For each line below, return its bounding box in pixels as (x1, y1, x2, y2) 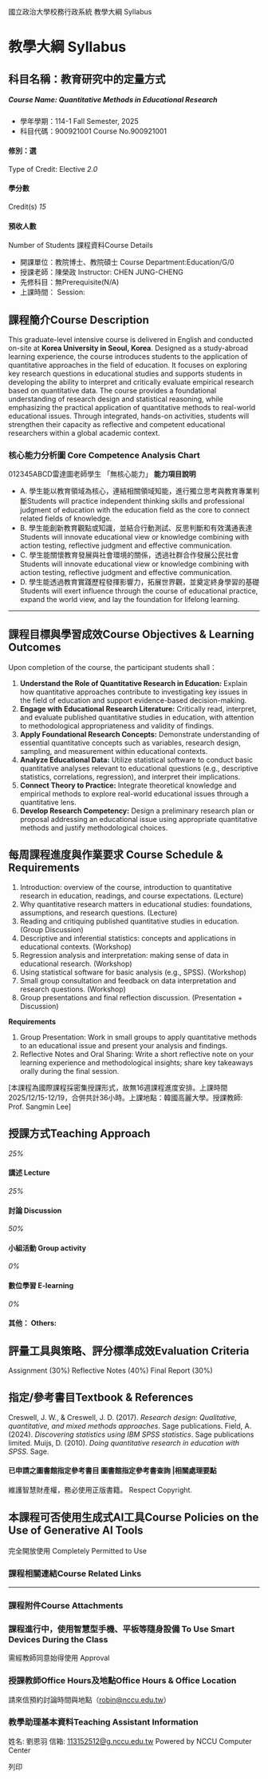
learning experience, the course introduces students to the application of (8, 351, 249, 361)
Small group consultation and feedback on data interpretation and (19, 975, 237, 985)
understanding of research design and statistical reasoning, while (8, 394, 223, 404)
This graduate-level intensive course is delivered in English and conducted (8, 334, 254, 344)
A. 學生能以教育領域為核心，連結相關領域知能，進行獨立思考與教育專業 (19, 486, 253, 496)
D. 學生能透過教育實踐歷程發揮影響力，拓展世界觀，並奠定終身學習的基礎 (19, 577, 260, 587)
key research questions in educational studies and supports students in (8, 369, 243, 378)
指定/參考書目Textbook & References (8, 1390, 194, 1405)
